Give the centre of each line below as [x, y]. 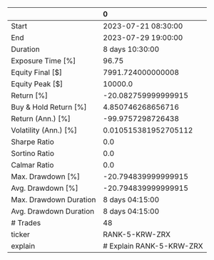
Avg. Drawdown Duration [53, 211]
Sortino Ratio [33, 154]
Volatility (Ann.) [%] [44, 130]
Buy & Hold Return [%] [49, 107]
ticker [21, 234]
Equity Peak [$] [37, 84]
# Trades [26, 223]
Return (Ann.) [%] [41, 119]
